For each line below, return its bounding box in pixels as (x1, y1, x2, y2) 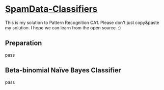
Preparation (5, 39, 42, 47)
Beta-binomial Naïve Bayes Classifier (5, 66, 121, 74)
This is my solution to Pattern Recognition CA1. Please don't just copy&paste (5, 20, 160, 25)
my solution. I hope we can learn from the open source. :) (5, 24, 121, 30)
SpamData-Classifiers (5, 3, 98, 15)
